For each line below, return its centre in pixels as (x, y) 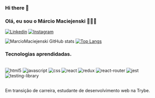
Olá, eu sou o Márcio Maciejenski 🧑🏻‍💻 (51, 21)
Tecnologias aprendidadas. (38, 54)
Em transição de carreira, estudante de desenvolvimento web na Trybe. (77, 91)
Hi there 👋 (17, 8)
